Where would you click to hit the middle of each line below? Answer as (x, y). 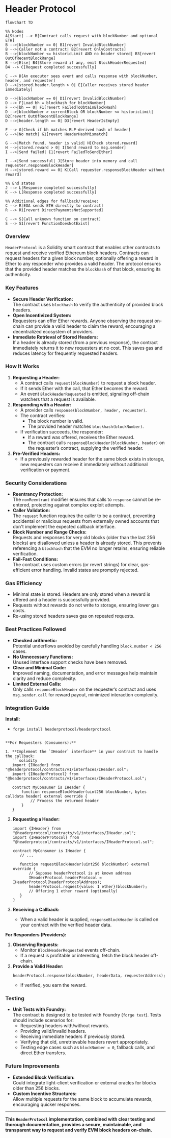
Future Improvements (33, 1066)
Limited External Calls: (37, 684)
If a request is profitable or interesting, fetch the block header (85, 956)
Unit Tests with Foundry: (39, 1009)
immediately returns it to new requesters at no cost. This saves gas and (88, 348)
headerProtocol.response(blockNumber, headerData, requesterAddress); (89, 976)
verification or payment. (45, 470)
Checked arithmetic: (35, 640)
